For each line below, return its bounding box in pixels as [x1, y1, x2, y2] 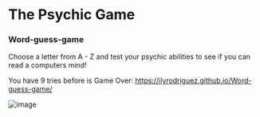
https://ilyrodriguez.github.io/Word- [135, 76, 253, 85]
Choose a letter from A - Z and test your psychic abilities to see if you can [8, 52, 251, 61]
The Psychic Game [8, 6, 136, 24]
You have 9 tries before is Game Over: [8, 76, 134, 85]
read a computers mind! [8, 60, 87, 70]
